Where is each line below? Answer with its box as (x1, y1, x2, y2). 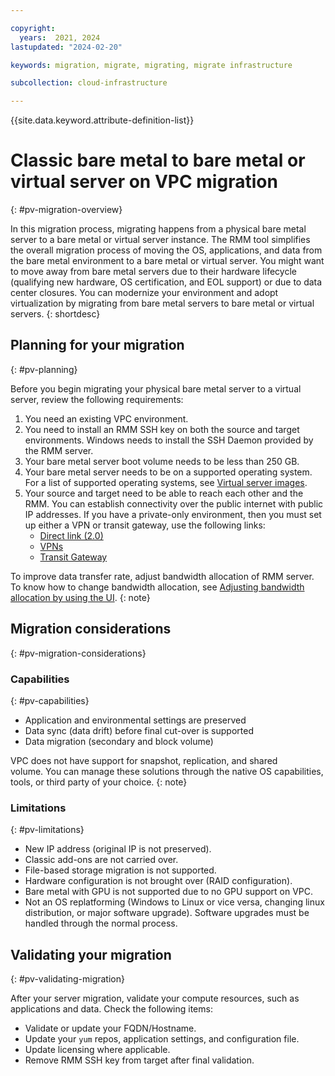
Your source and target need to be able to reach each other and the (24, 487, 304, 499)
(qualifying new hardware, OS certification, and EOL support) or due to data (10, 276, 323, 288)
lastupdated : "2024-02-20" (10, 42, 123, 52)
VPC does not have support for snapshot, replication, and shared (10, 754, 278, 766)
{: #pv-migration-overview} (10, 204, 123, 216)
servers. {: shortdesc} (10, 308, 101, 320)
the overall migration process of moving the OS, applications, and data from (10, 244, 323, 256)
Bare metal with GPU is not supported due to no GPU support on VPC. (24, 886, 314, 898)
